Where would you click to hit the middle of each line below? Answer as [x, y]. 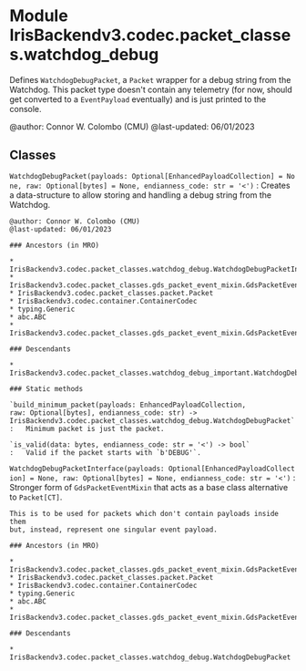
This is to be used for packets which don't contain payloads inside [144, 513]
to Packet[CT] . [36, 497]
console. [26, 108]
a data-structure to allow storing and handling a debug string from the [140, 195]
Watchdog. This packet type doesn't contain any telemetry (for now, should [151, 89]
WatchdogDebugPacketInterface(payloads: [87, 469]
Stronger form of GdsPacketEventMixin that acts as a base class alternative [149, 487]
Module [39, 16]
